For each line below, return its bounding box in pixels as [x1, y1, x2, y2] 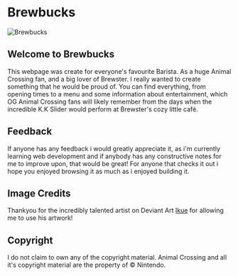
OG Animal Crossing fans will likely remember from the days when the [7, 97, 212, 106]
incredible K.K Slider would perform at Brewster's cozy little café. [7, 104, 199, 114]
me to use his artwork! [7, 214, 73, 222]
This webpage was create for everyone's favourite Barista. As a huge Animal [7, 67, 232, 75]
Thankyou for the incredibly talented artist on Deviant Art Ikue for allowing [7, 206, 224, 215]
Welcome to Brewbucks [7, 48, 115, 60]
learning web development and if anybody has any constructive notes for [7, 152, 222, 160]
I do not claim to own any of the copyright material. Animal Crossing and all [7, 253, 227, 262]
